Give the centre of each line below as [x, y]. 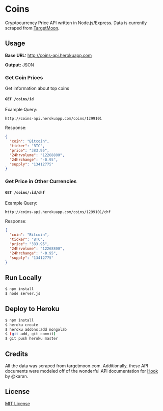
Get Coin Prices [24, 77]
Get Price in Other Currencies [41, 182]
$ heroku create [22, 325]
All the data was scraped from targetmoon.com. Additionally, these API [77, 366]
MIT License [18, 403]
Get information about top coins [37, 88]
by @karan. [17, 376]
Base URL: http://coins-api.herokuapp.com [49, 55]
